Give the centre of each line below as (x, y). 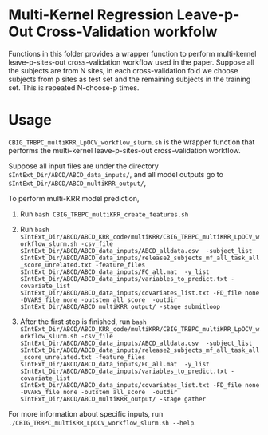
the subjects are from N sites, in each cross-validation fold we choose (123, 70)
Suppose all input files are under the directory (84, 166)
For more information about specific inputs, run (86, 413)
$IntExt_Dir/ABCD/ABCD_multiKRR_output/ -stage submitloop (120, 306)
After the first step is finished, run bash (83, 322)
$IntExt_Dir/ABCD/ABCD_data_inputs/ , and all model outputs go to (116, 174)
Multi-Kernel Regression (91, 15)
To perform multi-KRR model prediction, (74, 198)
